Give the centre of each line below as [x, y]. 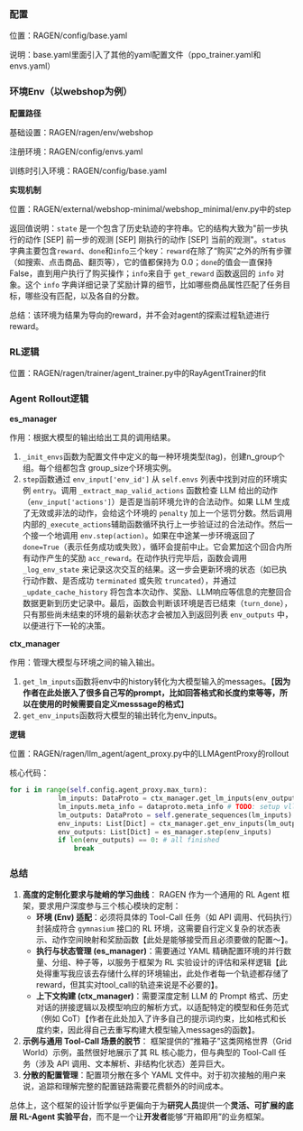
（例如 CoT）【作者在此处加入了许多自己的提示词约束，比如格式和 [157, 1019]
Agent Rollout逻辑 [49, 399]
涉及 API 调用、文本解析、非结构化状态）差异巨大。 [134, 1064]
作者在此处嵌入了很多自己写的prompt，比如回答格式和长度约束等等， [151, 693]
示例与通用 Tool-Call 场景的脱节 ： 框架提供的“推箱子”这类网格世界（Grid [157, 1041]
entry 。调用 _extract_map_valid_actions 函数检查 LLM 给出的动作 [155, 491]
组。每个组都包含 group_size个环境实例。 [99, 468]
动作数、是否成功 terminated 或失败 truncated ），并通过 [133, 581]
